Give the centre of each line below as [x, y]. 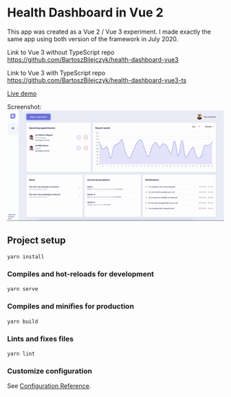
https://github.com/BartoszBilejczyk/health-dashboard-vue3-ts [97, 80]
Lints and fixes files [41, 339]
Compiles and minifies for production [70, 306]
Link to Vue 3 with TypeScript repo [56, 73]
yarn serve [23, 289]
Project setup [37, 240]
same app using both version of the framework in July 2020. [93, 38]
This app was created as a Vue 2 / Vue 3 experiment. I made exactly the [109, 32]
